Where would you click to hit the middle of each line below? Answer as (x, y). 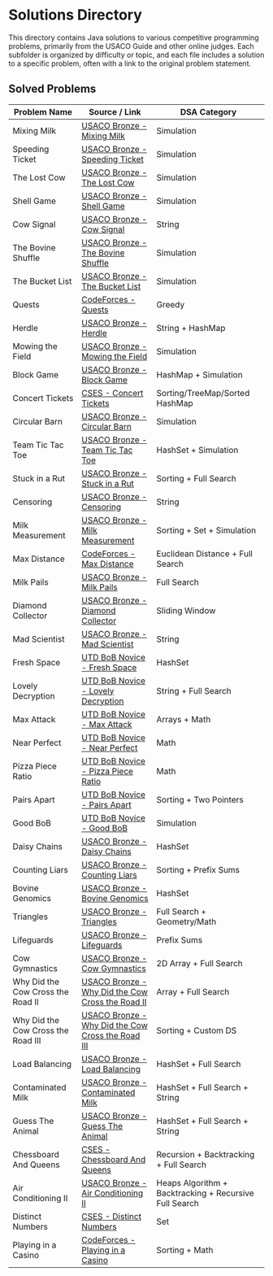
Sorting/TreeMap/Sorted (203, 393)
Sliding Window (186, 610)
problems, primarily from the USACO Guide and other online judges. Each (131, 46)
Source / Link (115, 111)
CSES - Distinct (111, 1216)
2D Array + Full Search (200, 963)
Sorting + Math (185, 1250)
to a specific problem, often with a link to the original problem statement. (130, 63)
